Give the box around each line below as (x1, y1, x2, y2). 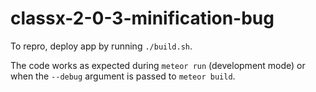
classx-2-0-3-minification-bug (10, 7, 275, 30)
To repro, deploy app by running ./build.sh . (10, 40, 193, 52)
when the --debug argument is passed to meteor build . (10, 70, 236, 82)
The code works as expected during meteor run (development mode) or (10, 59, 306, 71)
